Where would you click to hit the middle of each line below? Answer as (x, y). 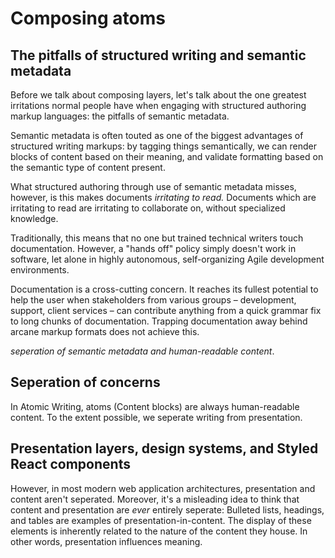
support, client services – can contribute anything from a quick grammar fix (166, 310)
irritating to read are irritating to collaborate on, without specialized (148, 208)
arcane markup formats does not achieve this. (105, 331)
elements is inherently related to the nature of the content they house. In (159, 531)
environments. (40, 270)
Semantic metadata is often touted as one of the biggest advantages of (157, 135)
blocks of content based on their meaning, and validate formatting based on (167, 156)
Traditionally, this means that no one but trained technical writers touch (157, 238)
